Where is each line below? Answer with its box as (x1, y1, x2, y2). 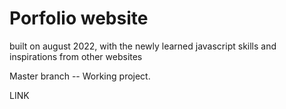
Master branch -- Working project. (9, 70, 151, 82)
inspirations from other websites (9, 50, 143, 62)
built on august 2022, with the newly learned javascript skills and (9, 40, 277, 52)
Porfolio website (9, 7, 149, 30)
